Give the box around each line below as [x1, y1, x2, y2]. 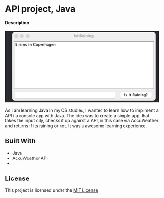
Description [5, 20, 30, 25]
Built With [5, 137, 36, 145]
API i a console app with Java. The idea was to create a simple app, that [5, 112, 150, 118]
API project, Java [5, 3, 76, 15]
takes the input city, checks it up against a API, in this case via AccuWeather [5, 118, 159, 123]
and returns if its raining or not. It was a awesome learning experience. [5, 123, 147, 129]
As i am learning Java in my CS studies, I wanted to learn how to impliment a [5, 107, 159, 113]
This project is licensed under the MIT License [5, 187, 99, 193]
